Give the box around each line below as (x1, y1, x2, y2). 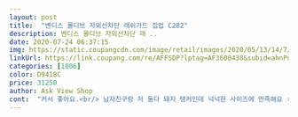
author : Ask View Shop (9, 86, 93, 95)
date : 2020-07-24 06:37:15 (9, 37, 109, 47)
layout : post (9, 12, 58, 22)
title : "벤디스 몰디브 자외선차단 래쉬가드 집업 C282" (9, 21, 189, 30)
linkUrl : (9, 54, 42, 62)
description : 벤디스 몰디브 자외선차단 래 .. (9, 29, 158, 38)
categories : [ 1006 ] (9, 62, 82, 71)
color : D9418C (9, 70, 62, 79)
